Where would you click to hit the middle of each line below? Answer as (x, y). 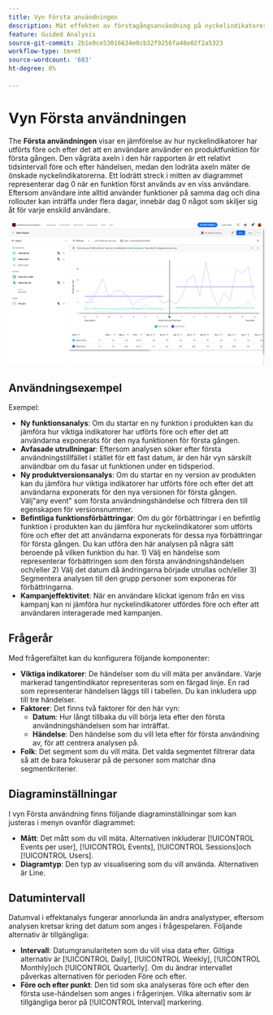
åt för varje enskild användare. (59, 209)
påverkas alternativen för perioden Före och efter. (103, 976)
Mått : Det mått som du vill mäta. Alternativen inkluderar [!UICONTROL (137, 838)
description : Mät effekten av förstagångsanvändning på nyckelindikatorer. (139, 26)
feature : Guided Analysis (52, 34)
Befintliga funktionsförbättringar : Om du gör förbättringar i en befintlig (140, 518)
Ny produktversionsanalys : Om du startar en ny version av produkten (138, 475)
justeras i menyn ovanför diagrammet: (72, 822)
